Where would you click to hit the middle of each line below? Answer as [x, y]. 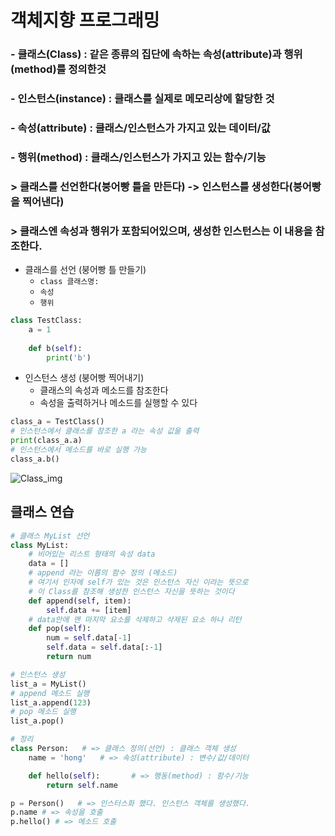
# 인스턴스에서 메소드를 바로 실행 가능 [78, 450]
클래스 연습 [42, 512]
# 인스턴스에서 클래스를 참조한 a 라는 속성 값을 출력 [105, 431]
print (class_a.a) [46, 441]
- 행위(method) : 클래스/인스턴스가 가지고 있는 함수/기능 [138, 157]
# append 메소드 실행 [50, 693]
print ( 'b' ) [69, 357]
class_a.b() [35, 459]
